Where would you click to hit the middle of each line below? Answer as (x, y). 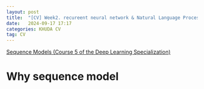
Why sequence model (63, 77)
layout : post (23, 12)
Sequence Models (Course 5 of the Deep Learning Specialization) (89, 52)
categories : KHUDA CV (34, 29)
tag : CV (16, 35)
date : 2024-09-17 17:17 (39, 23)
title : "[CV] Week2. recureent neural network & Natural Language (93, 18)
